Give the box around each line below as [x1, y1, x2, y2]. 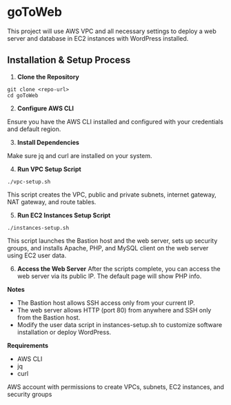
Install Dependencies [17, 138, 79, 146]
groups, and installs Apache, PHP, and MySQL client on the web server [7, 244, 209, 252]
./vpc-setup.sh [7, 178, 51, 185]
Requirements [7, 341, 49, 349]
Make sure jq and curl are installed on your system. [7, 151, 153, 159]
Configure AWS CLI [17, 104, 74, 112]
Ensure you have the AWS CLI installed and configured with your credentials [7, 117, 224, 126]
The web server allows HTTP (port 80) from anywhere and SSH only [17, 306, 212, 314]
